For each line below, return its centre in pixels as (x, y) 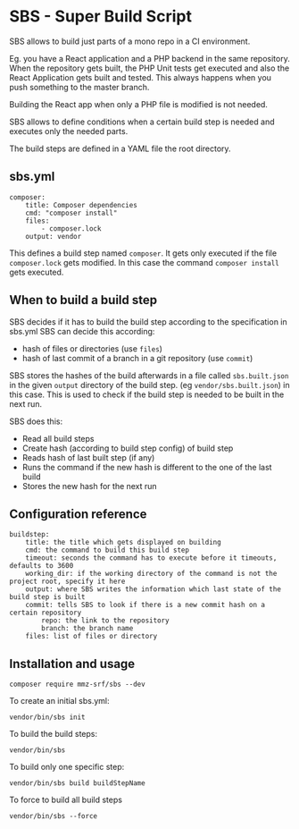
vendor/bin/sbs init (48, 717)
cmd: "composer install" (71, 213)
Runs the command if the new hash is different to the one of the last (147, 467)
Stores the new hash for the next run (90, 486)
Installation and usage (72, 664)
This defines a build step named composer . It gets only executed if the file (143, 253)
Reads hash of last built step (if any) (88, 457)
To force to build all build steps (66, 800)
